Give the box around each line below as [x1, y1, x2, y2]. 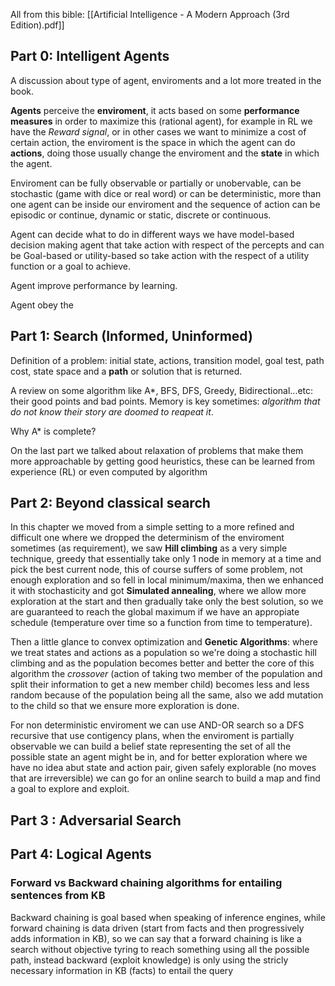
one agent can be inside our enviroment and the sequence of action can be [10, 198, 321, 210]
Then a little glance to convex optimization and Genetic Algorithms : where [10, 636, 318, 648]
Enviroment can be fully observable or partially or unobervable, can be [10, 177, 302, 189]
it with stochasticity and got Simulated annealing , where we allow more [10, 585, 307, 597]
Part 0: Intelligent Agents [10, 48, 170, 65]
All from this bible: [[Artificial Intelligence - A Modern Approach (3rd [10, 9, 290, 20]
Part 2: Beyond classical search [10, 495, 211, 512]
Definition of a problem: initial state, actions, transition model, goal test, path [10, 354, 325, 366]
